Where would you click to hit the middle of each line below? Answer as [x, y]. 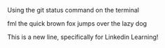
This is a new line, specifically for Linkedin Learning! [83, 37]
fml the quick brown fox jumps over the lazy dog [77, 23]
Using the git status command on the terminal [73, 10]
